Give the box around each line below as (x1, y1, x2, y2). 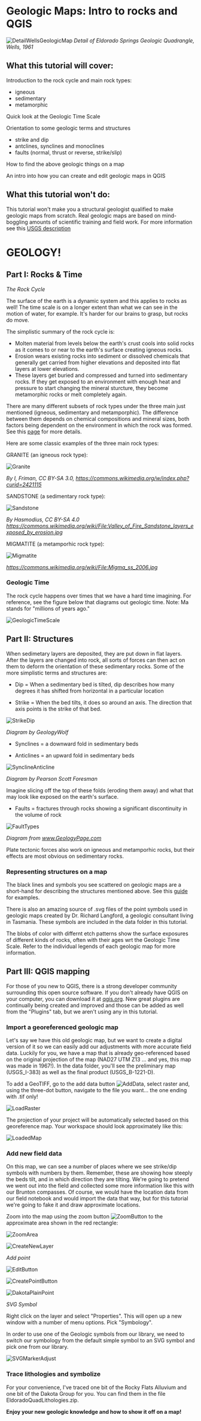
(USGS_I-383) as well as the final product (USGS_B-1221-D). (6, 1069, 156, 1076)
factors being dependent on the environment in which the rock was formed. (6, 421, 193, 429)
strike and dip (14, 136, 49, 143)
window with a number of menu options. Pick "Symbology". (6, 1319, 153, 1326)
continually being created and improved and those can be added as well (6, 1001, 184, 1009)
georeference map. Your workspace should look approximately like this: (6, 1123, 183, 1130)
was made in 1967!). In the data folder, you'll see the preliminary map (6, 1062, 176, 1069)
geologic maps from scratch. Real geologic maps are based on (6, 212, 161, 219)
